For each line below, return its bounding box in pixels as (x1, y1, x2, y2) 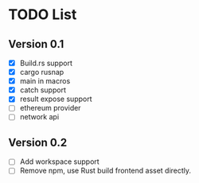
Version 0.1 (8, 37, 64, 51)
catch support (19, 85, 66, 95)
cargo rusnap (19, 68, 64, 77)
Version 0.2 (8, 135, 68, 149)
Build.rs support (19, 58, 73, 68)
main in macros (19, 76, 71, 86)
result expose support (19, 94, 92, 104)
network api (19, 112, 60, 122)
